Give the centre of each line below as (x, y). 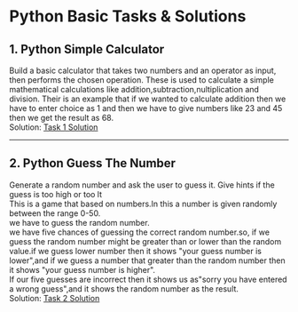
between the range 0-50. (55, 213)
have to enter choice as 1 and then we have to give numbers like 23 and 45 (146, 108)
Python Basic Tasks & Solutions (128, 16)
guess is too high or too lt (56, 194)
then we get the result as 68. (61, 118)
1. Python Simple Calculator (87, 49)
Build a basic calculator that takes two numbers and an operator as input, (143, 70)
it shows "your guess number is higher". (82, 269)
